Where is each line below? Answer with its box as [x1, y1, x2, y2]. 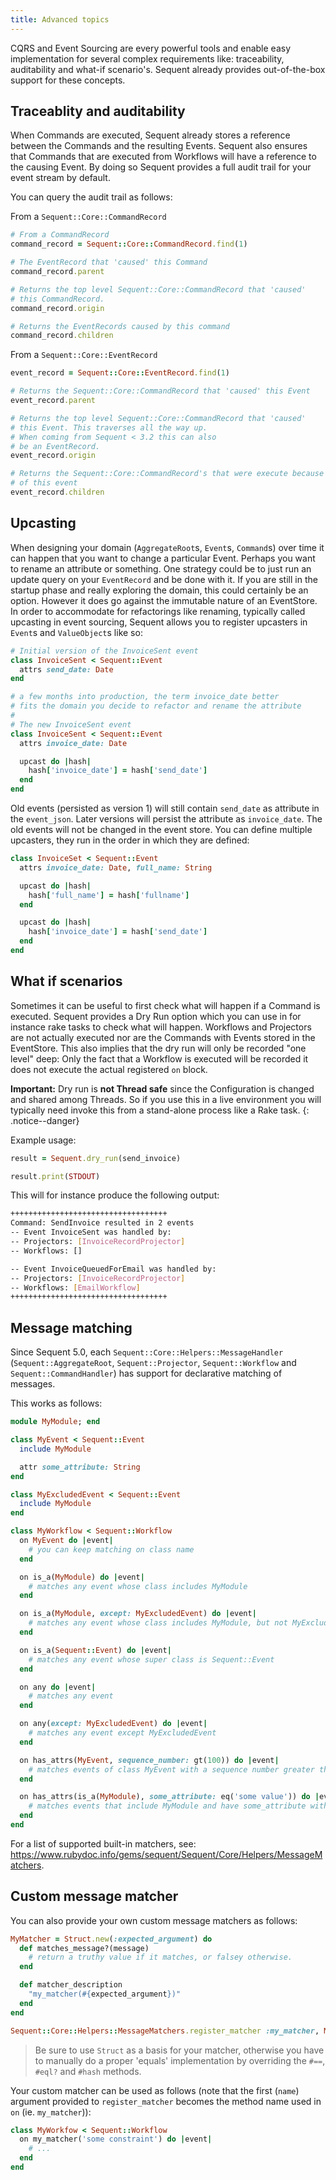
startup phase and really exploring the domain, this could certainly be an [10, 584, 309, 596]
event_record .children [10, 487, 105, 498]
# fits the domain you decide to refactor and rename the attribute [10, 701, 302, 711]
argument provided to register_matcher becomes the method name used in [10, 2095, 322, 2107]
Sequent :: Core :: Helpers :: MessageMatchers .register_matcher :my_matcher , [10, 2026, 320, 2036]
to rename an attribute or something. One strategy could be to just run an [10, 562, 312, 575]
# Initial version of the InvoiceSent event [10, 646, 199, 656]
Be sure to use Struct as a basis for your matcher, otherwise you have [34, 2044, 325, 2056]
